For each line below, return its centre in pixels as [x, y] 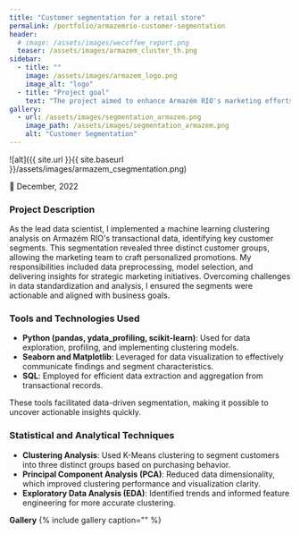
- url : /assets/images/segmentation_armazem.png [109, 117]
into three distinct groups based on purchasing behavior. [126, 464]
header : [24, 34]
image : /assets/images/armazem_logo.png [101, 76]
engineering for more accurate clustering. [99, 503]
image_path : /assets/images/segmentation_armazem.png [127, 126]
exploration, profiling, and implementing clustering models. [130, 348]
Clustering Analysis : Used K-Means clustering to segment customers [150, 455]
